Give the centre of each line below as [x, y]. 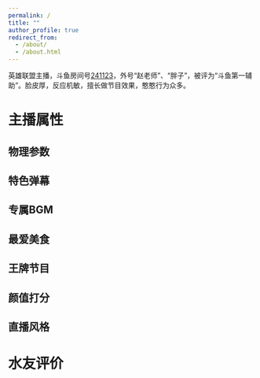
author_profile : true [44, 30]
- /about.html [38, 52]
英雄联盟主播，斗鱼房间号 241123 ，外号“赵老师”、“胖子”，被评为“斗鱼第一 [127, 75]
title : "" [24, 23]
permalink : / [29, 15]
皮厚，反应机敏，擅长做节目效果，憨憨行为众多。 [111, 85]
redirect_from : [33, 37]
